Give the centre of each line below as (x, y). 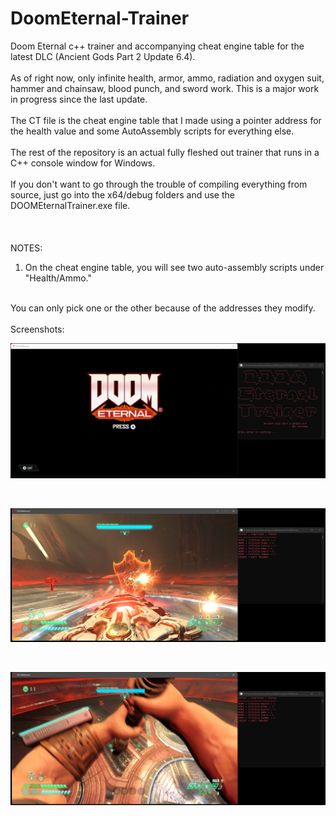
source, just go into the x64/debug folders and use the (122, 194)
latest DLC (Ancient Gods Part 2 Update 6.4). (103, 56)
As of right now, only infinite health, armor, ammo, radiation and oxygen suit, (167, 78)
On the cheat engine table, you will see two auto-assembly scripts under (174, 267)
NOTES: (26, 248)
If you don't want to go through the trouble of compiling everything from (159, 184)
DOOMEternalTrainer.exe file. (70, 205)
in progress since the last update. (79, 99)
